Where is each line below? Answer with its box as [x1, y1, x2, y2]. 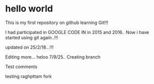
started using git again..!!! [5, 34, 58, 40]
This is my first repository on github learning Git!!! [5, 19, 109, 25]
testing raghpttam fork [5, 73, 52, 79]
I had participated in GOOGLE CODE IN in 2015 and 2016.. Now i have [5, 29, 149, 35]
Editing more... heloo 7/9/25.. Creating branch [5, 53, 101, 60]
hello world [5, 3, 53, 14]
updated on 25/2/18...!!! [5, 44, 54, 50]
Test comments [5, 63, 38, 69]
